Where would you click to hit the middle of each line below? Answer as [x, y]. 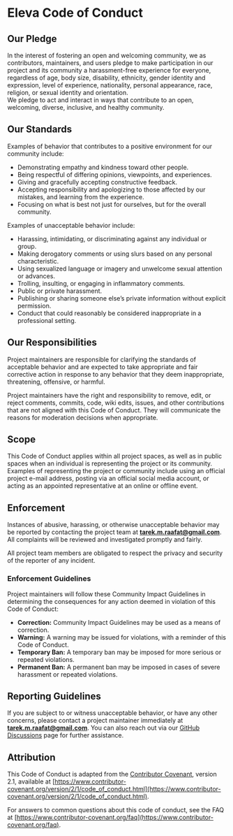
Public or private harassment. [60, 291]
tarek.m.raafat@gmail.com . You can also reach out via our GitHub [104, 728]
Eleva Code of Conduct [75, 13]
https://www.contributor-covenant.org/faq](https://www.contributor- [115, 817]
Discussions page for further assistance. [66, 735]
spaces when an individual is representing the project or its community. [110, 463]
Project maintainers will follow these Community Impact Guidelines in [106, 594]
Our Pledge [32, 39]
